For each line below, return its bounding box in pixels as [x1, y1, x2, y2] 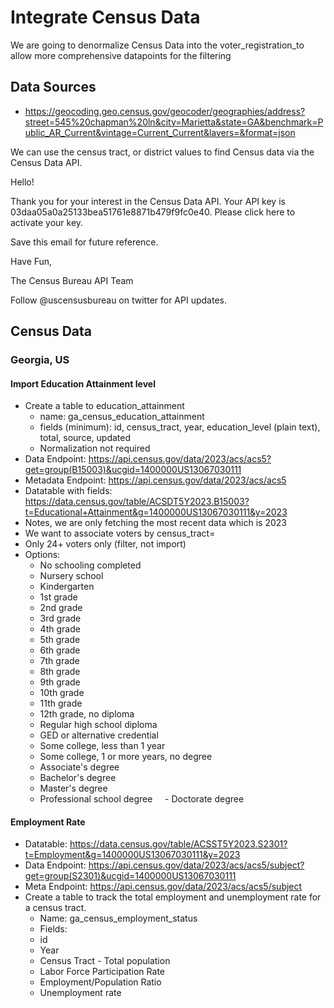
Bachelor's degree [39, 772, 117, 784]
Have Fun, [10, 255, 53, 267]
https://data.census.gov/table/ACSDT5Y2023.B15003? [24, 496, 250, 508]
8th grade [39, 666, 81, 678]
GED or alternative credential [39, 729, 159, 741]
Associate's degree [39, 761, 120, 773]
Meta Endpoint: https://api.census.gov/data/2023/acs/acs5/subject [24, 881, 303, 893]
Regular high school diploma [39, 719, 158, 731]
